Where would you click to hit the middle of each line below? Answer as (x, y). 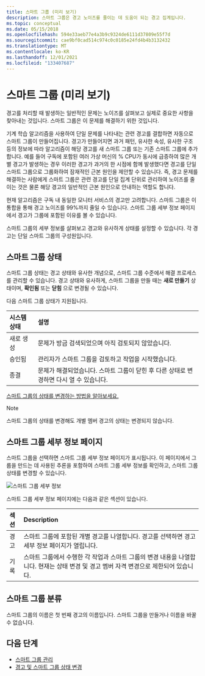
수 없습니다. (20, 622)
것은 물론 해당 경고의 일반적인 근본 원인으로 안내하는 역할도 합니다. (96, 187)
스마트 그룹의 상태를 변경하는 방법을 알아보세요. (63, 396)
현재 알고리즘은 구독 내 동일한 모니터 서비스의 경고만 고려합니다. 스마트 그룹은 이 (102, 200)
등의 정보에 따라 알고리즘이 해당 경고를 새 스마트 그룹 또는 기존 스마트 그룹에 (97, 149)
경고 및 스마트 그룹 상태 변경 (49, 667)
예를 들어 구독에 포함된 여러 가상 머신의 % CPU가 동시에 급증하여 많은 (107, 157)
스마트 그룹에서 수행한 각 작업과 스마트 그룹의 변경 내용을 (100, 557)
